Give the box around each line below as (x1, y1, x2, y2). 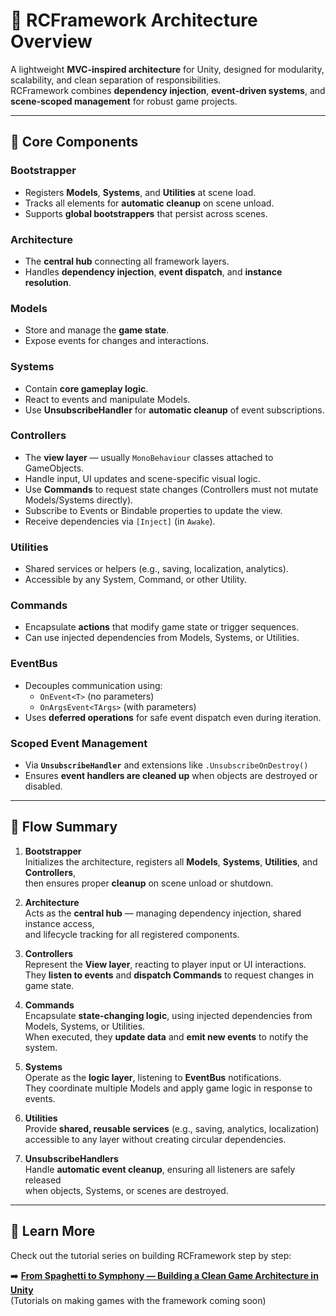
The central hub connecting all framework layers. (24, 255, 230, 267)
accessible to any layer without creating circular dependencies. (24, 1133, 287, 1145)
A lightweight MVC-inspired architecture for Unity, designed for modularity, (10, 63, 325, 75)
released (24, 1174, 62, 1186)
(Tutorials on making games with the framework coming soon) (10, 1294, 267, 1306)
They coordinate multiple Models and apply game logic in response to (24, 1082, 313, 1094)
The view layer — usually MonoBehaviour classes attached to (24, 451, 274, 463)
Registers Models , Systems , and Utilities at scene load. (24, 186, 257, 198)
